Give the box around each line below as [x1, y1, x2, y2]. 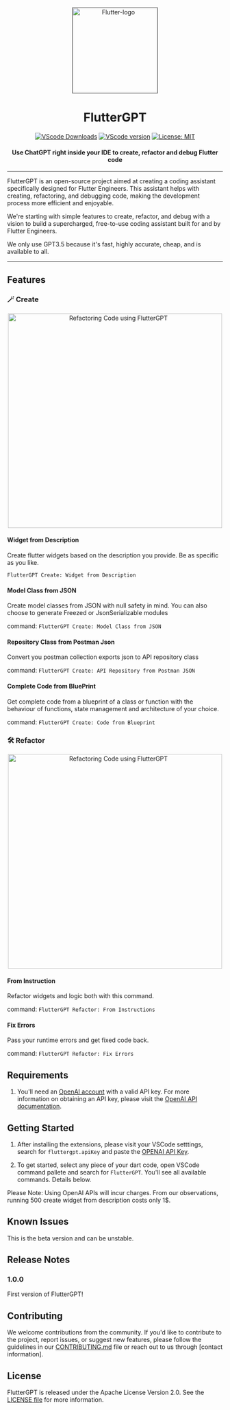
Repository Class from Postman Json [7, 638, 115, 646]
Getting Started [7, 1122, 75, 1133]
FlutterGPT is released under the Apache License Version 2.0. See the [7, 1388, 205, 1397]
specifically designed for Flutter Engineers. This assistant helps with [7, 185, 200, 193]
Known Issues [7, 1216, 69, 1227]
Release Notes [7, 1254, 71, 1266]
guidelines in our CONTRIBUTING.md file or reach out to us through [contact [7, 1343, 223, 1351]
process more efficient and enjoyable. [7, 199, 114, 207]
